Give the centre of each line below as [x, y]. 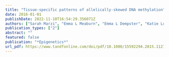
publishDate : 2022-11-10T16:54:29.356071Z [50, 19]
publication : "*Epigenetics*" [37, 42]
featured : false [22, 38]
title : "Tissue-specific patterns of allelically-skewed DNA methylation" [85, 10]
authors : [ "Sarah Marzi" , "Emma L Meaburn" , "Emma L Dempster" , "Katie [82, 24]
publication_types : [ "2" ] [32, 28]
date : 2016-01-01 [23, 14]
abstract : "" [19, 33]
